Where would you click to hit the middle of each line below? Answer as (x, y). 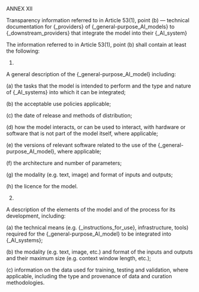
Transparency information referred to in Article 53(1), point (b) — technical (98, 20)
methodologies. (25, 282)
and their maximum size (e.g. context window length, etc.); (79, 258)
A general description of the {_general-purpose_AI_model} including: (91, 74)
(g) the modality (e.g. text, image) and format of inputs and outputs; (90, 174)
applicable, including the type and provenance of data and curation (89, 276)
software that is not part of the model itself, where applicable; (82, 133)
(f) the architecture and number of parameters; (64, 163)
